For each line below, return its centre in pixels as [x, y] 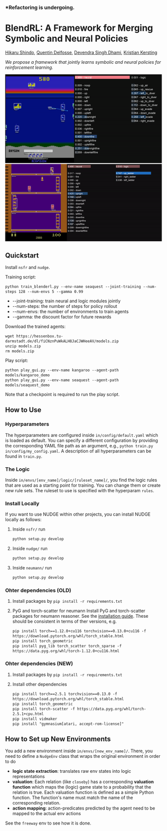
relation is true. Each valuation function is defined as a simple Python [83, 792]
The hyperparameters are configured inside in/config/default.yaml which [82, 435]
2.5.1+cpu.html [28, 714]
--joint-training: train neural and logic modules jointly [66, 301]
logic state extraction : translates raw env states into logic [72, 771]
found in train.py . [24, 456]
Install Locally [22, 503]
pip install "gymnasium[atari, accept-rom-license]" [68, 724]
